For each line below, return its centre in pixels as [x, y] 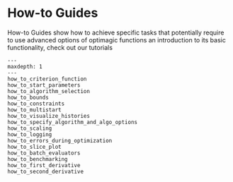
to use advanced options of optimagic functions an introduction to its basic [117, 40]
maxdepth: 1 [25, 66]
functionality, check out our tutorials [60, 47]
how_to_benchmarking [38, 159]
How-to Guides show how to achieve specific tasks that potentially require [116, 32]
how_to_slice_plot [34, 147]
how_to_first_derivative [44, 165]
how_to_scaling [30, 128]
